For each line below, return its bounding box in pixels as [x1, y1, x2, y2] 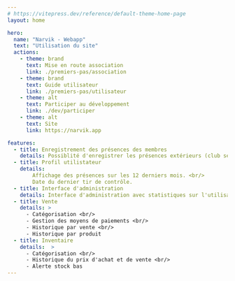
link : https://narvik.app [25, 127, 101, 134]
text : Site [25, 120, 58, 127]
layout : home [7, 17, 45, 24]
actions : [13, 49, 39, 56]
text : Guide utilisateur [25, 81, 99, 88]
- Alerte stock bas [25, 263, 83, 270]
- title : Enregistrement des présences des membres [13, 146, 168, 153]
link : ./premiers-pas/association [25, 68, 127, 75]
